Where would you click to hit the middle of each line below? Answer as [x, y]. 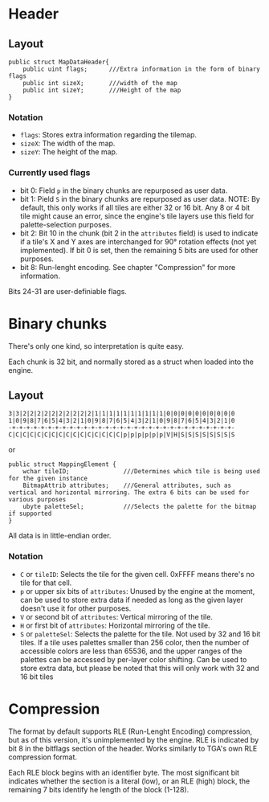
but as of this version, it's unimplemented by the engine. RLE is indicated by [134, 739]
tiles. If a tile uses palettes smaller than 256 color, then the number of [134, 642]
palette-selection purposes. [66, 224]
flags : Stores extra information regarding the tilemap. [108, 135]
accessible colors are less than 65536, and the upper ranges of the [131, 651]
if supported [30, 514]
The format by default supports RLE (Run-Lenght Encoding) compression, [130, 731]
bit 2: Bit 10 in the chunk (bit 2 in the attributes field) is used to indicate [139, 233]
